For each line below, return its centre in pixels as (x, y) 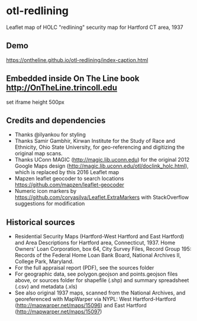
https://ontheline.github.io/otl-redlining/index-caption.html (77, 60)
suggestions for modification (50, 204)
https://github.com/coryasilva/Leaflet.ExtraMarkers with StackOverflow (102, 197)
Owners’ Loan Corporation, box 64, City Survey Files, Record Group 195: (103, 249)
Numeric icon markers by (46, 191)
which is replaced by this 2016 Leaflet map (67, 172)
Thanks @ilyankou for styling (50, 135)
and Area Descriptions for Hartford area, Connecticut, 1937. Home (95, 243)
